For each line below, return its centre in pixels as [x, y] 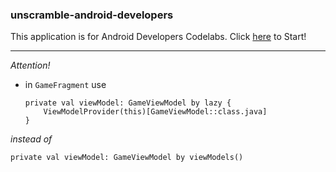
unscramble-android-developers [92, 15]
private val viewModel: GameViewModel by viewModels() [127, 158]
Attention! [30, 65]
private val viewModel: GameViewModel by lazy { [128, 103]
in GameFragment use [65, 85]
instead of [31, 139]
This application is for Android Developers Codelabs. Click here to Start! [158, 37]
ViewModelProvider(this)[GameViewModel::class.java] [155, 112]
